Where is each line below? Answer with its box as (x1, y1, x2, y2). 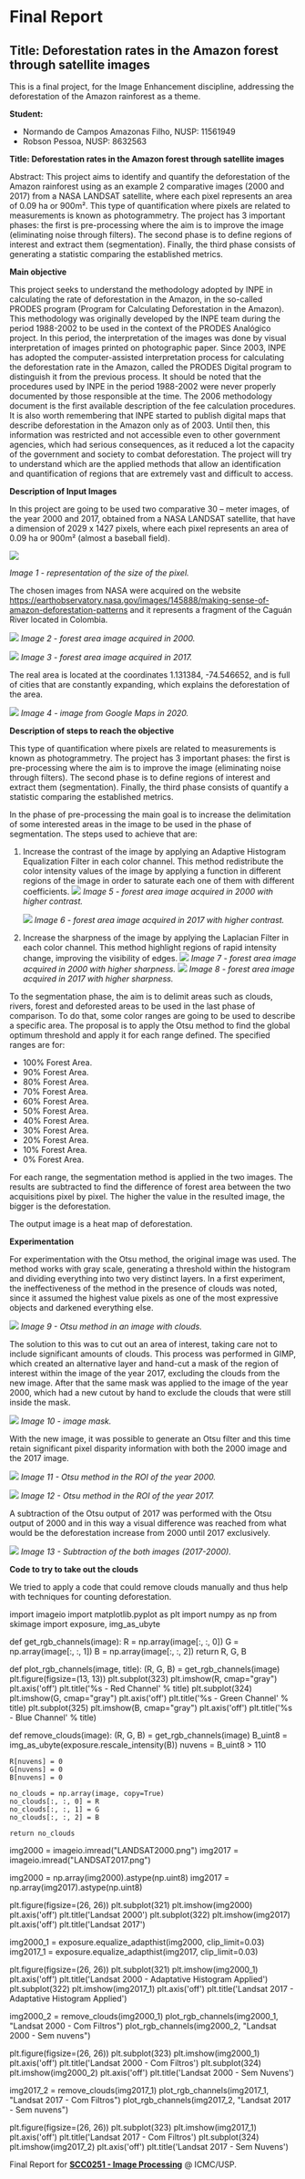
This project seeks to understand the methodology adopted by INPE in (9, 285, 273, 295)
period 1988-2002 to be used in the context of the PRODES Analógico (9, 323, 271, 334)
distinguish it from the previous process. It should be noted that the (9, 371, 262, 382)
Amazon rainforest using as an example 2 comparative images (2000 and (9, 181, 285, 192)
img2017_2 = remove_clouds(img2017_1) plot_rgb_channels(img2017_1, (9, 2085, 269, 2095)
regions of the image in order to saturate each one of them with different (22, 876, 295, 886)
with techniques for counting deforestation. (9, 1592, 172, 1602)
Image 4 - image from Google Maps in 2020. (20, 708, 189, 718)
